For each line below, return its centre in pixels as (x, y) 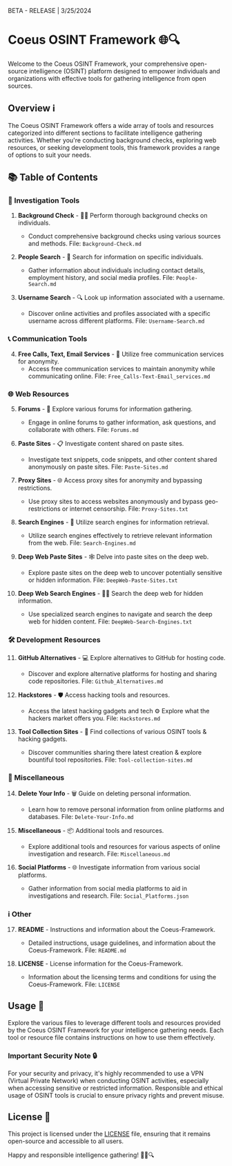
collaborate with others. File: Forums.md (83, 430)
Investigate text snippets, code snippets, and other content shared (123, 460)
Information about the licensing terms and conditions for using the (122, 977)
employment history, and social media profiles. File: (101, 278)
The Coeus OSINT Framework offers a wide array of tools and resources (111, 125)
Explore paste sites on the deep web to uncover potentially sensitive (125, 573)
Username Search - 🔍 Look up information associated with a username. (121, 298)
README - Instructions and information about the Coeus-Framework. (117, 929)
